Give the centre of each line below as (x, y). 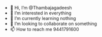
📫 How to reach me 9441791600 (45, 29)
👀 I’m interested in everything (41, 13)
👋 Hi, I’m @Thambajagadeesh (41, 8)
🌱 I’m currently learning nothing (43, 18)
